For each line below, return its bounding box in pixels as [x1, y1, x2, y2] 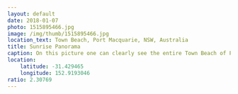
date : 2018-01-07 [7, 17, 59, 24]
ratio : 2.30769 [7, 76, 52, 83]
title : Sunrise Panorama [7, 43, 81, 50]
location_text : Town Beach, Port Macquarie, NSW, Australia [7, 37, 189, 44]
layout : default [7, 10, 55, 18]
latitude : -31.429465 [20, 63, 84, 70]
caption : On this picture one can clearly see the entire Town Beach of [7, 50, 227, 57]
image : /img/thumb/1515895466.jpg [7, 30, 110, 37]
